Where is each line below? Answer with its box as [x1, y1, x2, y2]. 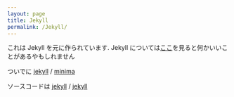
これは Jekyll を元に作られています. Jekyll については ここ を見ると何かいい [7, 44, 222, 52]
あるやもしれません [19, 52, 75, 60]
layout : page [7, 10, 46, 18]
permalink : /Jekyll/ [7, 23, 68, 30]
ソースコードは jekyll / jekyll [7, 82, 88, 91]
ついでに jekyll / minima [7, 67, 75, 76]
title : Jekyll [7, 17, 49, 24]
